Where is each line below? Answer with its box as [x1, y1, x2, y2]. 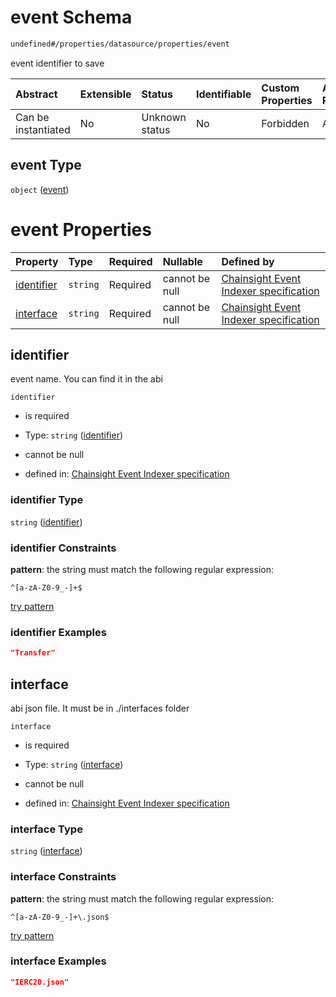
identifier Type [10, 493, 84, 507]
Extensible [79, 87, 132, 101]
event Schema [10, 6, 133, 29]
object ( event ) [10, 183, 70, 195]
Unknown [141, 110, 187, 124]
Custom [261, 81, 300, 95]
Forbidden [261, 116, 310, 130]
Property [15, 254, 59, 268]
